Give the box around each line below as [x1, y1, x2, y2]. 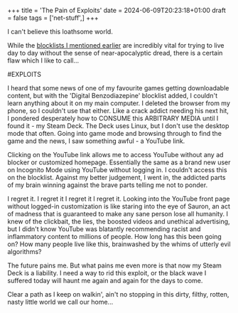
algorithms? [7, 248, 42, 255]
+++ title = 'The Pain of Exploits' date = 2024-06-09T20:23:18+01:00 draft [7, 6, 226, 14]
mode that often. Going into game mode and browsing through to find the [7, 129, 222, 137]
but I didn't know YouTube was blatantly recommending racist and [7, 225, 201, 233]
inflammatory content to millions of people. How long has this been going [7, 233, 222, 240]
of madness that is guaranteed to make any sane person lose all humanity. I [7, 210, 229, 218]
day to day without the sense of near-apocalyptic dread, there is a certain [7, 49, 223, 57]
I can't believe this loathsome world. [7, 28, 114, 36]
